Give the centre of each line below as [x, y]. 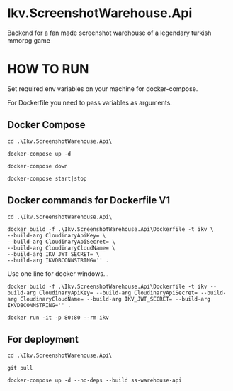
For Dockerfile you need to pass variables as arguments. [90, 102]
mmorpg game [29, 40]
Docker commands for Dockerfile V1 [89, 200]
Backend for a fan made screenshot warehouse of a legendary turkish [109, 33]
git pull [20, 368]
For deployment [43, 339]
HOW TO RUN [48, 69]
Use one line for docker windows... [58, 273]
